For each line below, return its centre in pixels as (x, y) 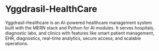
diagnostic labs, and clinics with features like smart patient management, (80, 33)
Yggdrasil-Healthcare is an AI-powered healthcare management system (79, 23)
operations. (17, 43)
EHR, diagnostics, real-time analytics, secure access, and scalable (73, 38)
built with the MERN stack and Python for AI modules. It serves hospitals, (80, 27)
